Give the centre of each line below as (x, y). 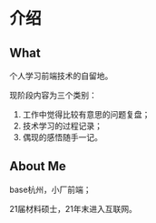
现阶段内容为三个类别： (53, 95)
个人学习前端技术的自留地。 (61, 76)
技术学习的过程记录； (62, 126)
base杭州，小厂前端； (51, 189)
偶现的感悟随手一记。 (62, 137)
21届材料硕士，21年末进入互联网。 (73, 208)
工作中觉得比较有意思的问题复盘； (86, 114)
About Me (38, 166)
